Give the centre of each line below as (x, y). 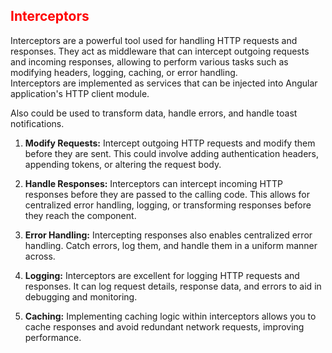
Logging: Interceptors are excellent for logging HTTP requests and (162, 275)
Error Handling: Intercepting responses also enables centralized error (168, 235)
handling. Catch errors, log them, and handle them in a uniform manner (171, 245)
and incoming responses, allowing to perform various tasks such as (149, 61)
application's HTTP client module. (80, 93)
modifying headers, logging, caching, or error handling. (124, 72)
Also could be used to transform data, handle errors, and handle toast (154, 113)
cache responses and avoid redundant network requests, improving (164, 326)
